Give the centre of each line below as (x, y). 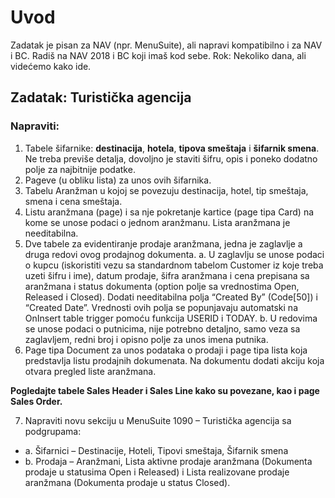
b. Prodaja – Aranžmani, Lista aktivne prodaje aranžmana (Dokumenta (168, 461)
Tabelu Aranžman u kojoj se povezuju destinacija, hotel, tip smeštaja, (166, 190)
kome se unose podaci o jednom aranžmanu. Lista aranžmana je (157, 222)
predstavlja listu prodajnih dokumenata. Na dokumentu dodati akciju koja (174, 360)
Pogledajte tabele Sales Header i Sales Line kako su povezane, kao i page (165, 390)
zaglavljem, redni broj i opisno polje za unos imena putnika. (146, 339)
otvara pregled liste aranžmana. (90, 371)
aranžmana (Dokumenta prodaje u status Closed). (127, 482)
